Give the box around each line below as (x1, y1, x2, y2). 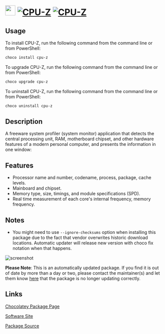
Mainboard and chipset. (12, 185, 62, 191)
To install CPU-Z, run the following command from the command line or (5, 40, 153, 46)
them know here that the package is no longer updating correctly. (5, 276, 141, 282)
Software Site (5, 313, 34, 319)
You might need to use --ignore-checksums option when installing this (12, 229, 156, 235)
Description (5, 117, 43, 126)
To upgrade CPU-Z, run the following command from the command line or (5, 64, 158, 70)
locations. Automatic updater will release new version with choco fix (12, 240, 154, 246)
